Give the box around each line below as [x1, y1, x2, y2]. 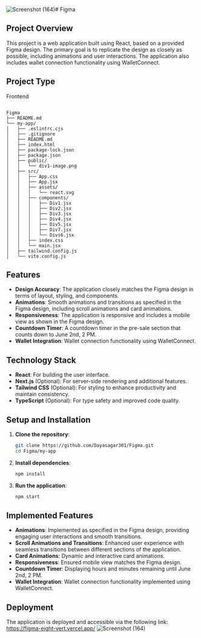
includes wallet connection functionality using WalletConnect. [6, 58, 160, 66]
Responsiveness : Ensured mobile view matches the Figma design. [15, 559, 182, 566]
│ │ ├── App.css [6, 173, 59, 179]
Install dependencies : [15, 459, 71, 466]
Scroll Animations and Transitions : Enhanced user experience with [15, 540, 184, 547]
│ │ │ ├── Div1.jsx [6, 200, 71, 206]
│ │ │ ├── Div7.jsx [6, 227, 71, 233]
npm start [15, 493, 41, 499]
